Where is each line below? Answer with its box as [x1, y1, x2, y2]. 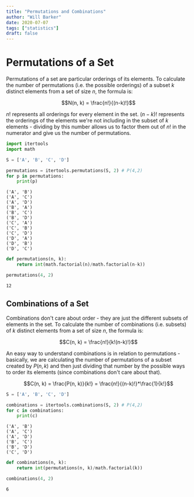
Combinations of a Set [6, 299, 89, 309]
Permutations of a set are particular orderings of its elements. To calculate [6, 75, 186, 82]
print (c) [16, 413, 38, 419]
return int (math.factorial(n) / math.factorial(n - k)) [16, 261, 145, 268]
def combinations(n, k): [6, 460, 67, 466]
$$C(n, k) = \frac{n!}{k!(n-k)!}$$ [59, 338, 138, 345]
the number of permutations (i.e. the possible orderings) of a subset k [6, 82, 175, 89]
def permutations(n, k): [6, 256, 67, 262]
